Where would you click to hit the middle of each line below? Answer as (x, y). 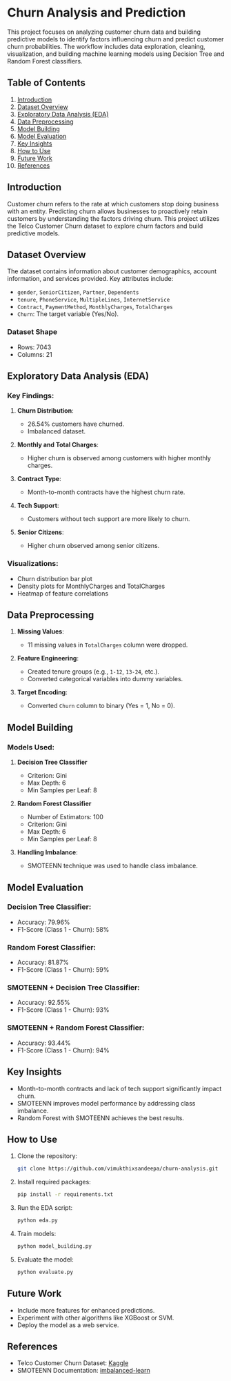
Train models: (37, 1233)
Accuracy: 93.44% (44, 1043)
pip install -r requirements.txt (65, 1195)
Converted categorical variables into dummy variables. (105, 679)
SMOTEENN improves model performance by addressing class (106, 1103)
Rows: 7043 (34, 347)
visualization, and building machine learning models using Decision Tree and (116, 54)
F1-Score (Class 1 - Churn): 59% (63, 970)
